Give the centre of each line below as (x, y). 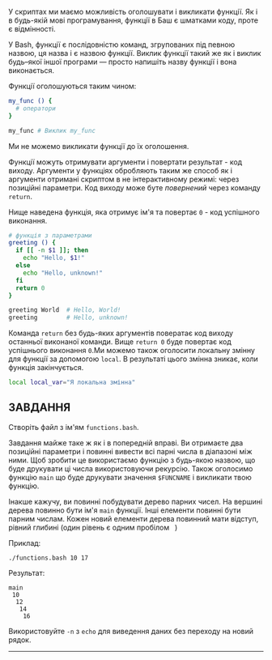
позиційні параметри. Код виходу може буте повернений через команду (134, 187)
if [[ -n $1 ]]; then (52, 250)
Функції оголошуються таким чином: (72, 86)
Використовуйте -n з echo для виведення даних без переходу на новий (131, 631)
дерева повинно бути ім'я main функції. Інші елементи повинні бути (125, 510)
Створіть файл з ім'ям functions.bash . (74, 427)
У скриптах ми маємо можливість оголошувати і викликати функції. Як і (133, 12)
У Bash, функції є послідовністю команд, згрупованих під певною (122, 45)
